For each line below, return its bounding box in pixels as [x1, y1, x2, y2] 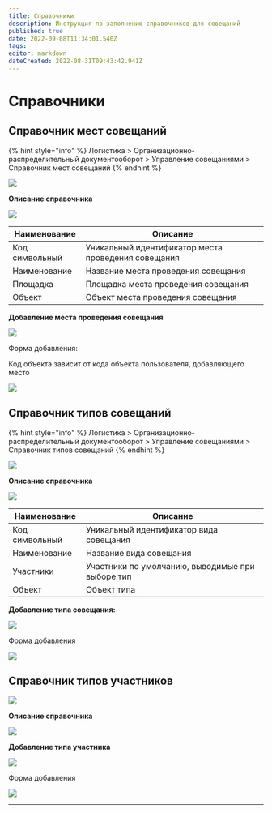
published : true [8, 27, 63, 35]
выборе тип [86, 571, 132, 582]
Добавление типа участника [8, 742, 111, 751]
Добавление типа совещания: [8, 605, 116, 614]
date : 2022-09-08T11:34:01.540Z [8, 34, 117, 43]
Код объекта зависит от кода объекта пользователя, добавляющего [8, 358, 245, 369]
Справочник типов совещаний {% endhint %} [8, 445, 165, 455]
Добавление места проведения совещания [8, 312, 164, 322]
